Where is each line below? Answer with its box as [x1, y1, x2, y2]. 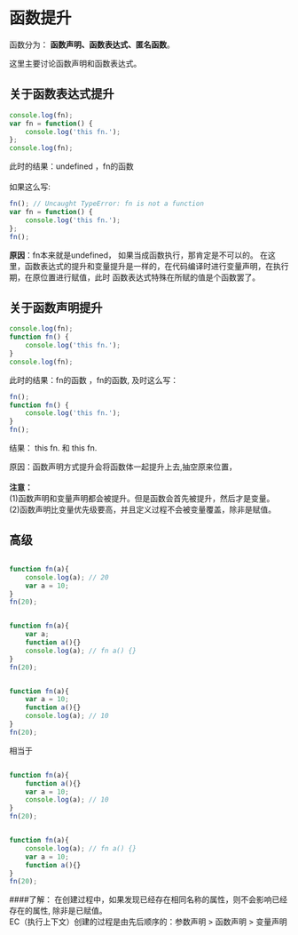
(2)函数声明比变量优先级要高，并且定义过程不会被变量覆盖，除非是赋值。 [9, 504, 277, 515]
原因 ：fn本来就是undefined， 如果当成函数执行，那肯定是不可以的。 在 [9, 250, 269, 260]
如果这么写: [9, 181, 51, 192]
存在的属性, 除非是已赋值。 [9, 906, 107, 916]
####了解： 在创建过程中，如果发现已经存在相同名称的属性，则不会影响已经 [9, 894, 288, 905]
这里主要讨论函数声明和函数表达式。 [9, 58, 142, 68]
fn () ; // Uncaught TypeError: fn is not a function [9, 199, 204, 209]
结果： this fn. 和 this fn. [9, 443, 98, 453]
